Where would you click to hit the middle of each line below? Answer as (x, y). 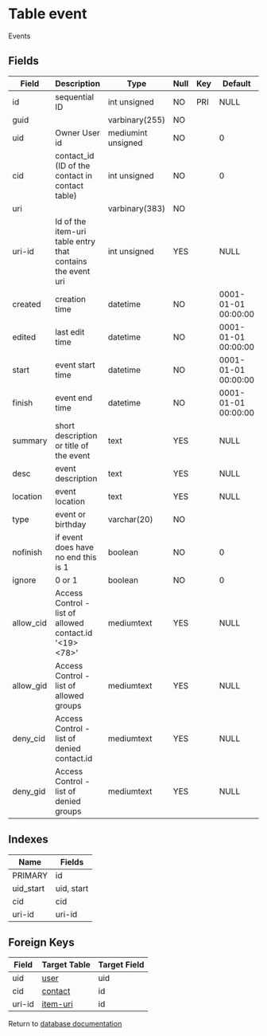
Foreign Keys (41, 942)
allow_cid (30, 622)
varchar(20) (130, 519)
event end (74, 398)
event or (70, 514)
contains (71, 261)
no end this (76, 557)
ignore (24, 580)
